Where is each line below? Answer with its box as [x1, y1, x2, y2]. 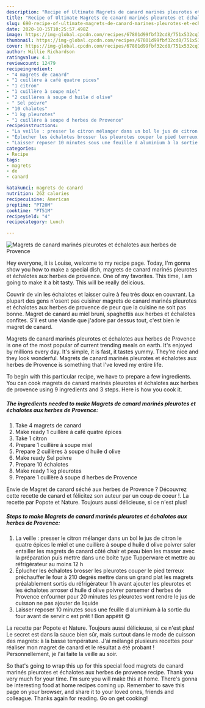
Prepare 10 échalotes [15, 461, 69, 468]
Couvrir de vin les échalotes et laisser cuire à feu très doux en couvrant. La [6, 291, 195, 298]
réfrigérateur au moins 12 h [15, 561, 84, 568]
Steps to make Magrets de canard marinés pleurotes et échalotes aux [6, 512, 187, 520]
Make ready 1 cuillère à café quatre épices [15, 429, 122, 436]
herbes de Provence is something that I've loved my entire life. [6, 361, 164, 369]
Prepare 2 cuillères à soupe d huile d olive [15, 448, 121, 455]
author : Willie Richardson [6, 49, 75, 55]
